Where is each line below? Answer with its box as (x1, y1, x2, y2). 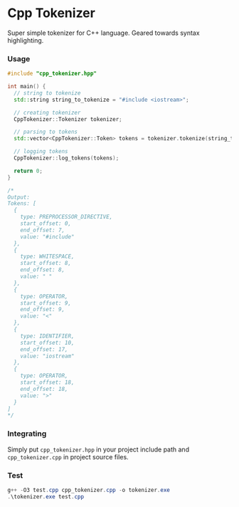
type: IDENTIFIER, (20, 333, 75, 340)
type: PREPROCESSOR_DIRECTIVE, (20, 214, 113, 221)
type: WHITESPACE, (20, 253, 75, 261)
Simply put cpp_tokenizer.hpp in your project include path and (7, 445, 190, 454)
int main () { (7, 83, 46, 90)
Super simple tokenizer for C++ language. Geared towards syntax (7, 28, 201, 37)
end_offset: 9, (20, 306, 65, 313)
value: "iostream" (20, 352, 75, 360)
